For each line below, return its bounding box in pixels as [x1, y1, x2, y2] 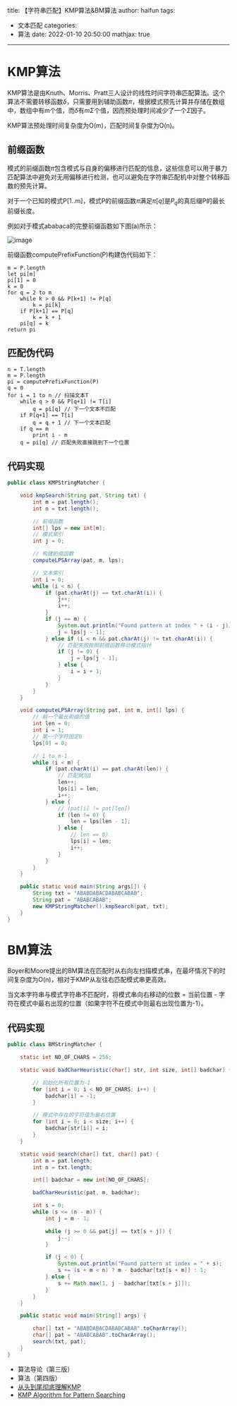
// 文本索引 [32, 569, 63, 576]
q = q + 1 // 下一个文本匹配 [32, 419, 111, 427]
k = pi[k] [32, 301, 61, 308]
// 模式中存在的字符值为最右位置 [32, 1112, 116, 1119]
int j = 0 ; [32, 538, 65, 545]
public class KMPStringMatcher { [7, 479, 106, 487]
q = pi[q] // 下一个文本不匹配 [32, 406, 116, 413]
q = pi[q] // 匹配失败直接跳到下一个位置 [20, 440, 130, 447]
